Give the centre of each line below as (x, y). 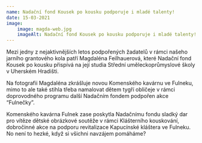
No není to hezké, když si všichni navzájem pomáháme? (76, 134)
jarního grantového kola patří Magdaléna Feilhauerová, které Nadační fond (99, 58)
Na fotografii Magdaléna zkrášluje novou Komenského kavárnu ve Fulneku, (100, 83)
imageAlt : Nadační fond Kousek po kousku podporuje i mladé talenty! (107, 35)
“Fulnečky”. (21, 103)
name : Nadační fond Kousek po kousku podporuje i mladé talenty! (90, 12)
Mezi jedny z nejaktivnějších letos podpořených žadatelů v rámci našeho (97, 52)
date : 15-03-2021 (28, 18)
